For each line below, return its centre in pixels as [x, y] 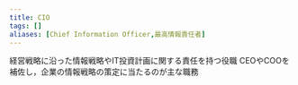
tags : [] [26, 26]
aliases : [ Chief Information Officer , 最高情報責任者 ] [108, 34]
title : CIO [30, 17]
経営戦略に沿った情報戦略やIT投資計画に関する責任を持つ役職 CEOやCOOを [149, 61]
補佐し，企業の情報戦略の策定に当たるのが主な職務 [104, 72]
